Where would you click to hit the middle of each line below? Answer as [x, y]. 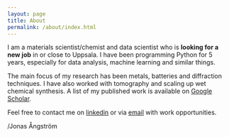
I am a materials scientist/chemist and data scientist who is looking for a [113, 48]
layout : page [27, 14]
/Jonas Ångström [33, 126]
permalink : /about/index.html [52, 27]
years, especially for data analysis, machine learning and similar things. [112, 62]
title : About [27, 21]
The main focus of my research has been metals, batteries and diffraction [114, 76]
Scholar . [19, 99]
